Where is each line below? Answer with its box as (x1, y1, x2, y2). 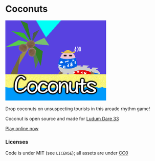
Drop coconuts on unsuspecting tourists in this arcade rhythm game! (5, 106, 150, 112)
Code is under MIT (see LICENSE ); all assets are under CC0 (5, 150, 128, 156)
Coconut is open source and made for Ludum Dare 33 (5, 115, 119, 122)
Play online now (5, 125, 39, 131)
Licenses (5, 138, 29, 145)
